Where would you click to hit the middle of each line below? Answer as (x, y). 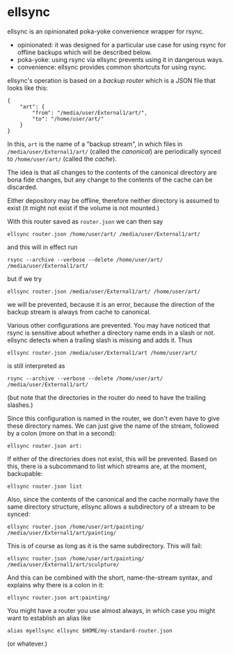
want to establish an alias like (49, 618)
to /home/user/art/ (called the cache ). (62, 159)
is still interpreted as (36, 365)
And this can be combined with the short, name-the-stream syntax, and (110, 577)
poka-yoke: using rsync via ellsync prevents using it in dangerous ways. (120, 59)
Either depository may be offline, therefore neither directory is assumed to (113, 200)
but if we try (25, 278)
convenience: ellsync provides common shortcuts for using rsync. (112, 67)
